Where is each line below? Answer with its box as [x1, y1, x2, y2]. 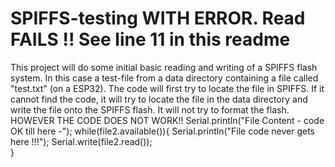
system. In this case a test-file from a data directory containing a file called [10, 72, 319, 84]
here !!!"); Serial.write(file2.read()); [10, 135, 153, 147]
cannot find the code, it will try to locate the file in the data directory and [10, 93, 308, 105]
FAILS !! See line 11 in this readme [10, 28, 291, 51]
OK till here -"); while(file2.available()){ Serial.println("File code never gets [10, 125, 315, 137]
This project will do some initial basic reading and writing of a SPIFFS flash [10, 61, 318, 73]
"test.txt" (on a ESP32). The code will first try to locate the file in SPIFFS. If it [10, 82, 325, 94]
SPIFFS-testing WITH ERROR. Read [10, 7, 306, 30]
